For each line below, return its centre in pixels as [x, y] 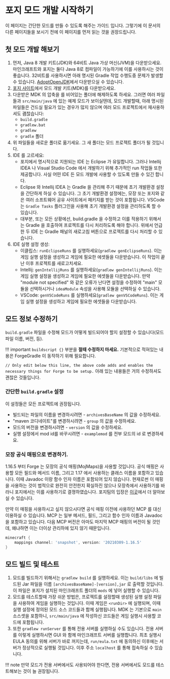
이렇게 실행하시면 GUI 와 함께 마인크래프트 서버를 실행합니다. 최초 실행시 [90, 635]
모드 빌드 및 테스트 [32, 564]
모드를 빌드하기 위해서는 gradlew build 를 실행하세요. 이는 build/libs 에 [85, 577]
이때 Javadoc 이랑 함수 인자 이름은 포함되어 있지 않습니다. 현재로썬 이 [85, 479]
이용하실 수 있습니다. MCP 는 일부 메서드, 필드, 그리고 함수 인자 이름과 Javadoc [84, 515]
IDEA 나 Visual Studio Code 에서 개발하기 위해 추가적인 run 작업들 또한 [91, 168]
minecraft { [18, 538]
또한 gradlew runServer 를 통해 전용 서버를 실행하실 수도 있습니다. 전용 [83, 628]
